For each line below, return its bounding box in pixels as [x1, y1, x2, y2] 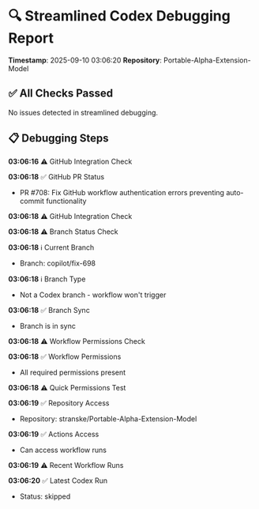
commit [19, 196, 45, 205]
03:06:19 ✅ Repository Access [8, 398, 110, 408]
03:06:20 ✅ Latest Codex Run [8, 476, 108, 485]
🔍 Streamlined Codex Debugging [8, 7, 231, 25]
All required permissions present [19, 368, 126, 377]
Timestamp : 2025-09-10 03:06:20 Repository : [8, 55, 162, 65]
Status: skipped [19, 492, 71, 501]
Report [8, 29, 54, 47]
